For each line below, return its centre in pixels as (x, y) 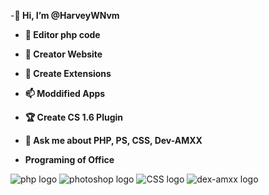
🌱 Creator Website (63, 54)
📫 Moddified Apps (65, 93)
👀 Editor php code (62, 34)
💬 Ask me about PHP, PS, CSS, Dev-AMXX (113, 140)
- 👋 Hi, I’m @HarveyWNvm (65, 15)
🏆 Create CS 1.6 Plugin (74, 117)
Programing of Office (69, 159)
